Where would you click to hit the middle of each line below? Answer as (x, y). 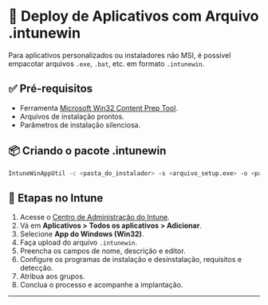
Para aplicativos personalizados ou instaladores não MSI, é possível (120, 55)
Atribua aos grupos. (52, 276)
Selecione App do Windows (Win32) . (82, 234)
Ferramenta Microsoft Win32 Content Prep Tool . (99, 108)
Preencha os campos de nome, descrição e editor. (102, 251)
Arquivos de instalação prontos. (72, 116)
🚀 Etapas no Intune (56, 198)
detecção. (36, 268)
